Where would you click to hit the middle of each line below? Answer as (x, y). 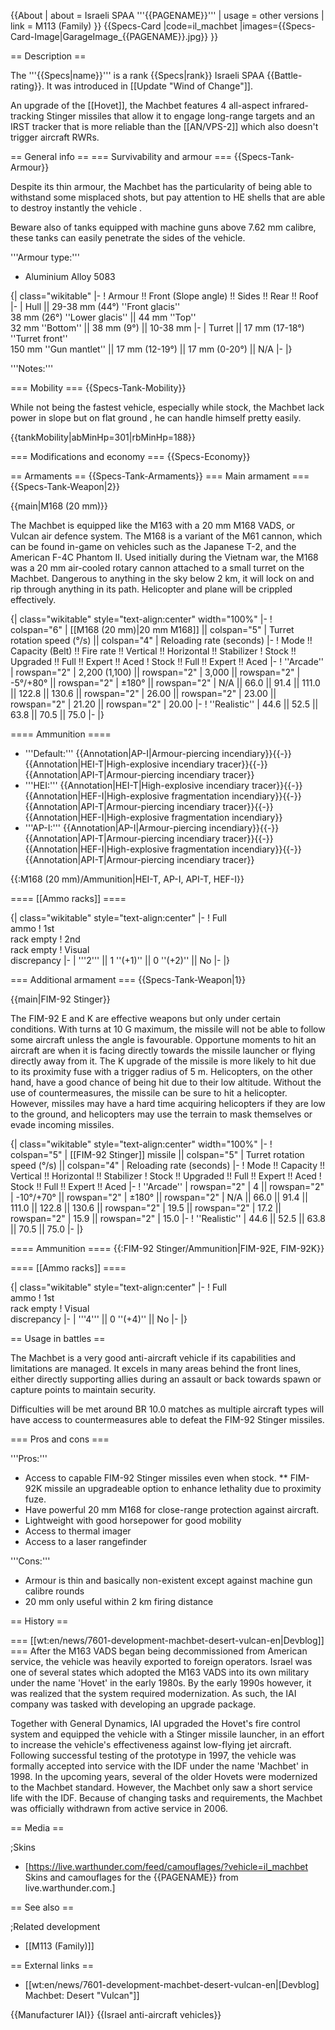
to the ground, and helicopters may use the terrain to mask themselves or (161, 1114)
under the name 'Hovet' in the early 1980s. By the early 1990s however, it (161, 1683)
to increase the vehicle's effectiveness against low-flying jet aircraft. (151, 1744)
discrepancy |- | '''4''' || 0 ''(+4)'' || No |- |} (99, 1319)
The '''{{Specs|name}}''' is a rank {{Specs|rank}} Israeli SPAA (137, 75)
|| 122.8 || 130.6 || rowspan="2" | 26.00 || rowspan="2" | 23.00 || (143, 693)
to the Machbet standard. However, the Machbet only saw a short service (161, 1787)
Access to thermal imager (78, 1531)
